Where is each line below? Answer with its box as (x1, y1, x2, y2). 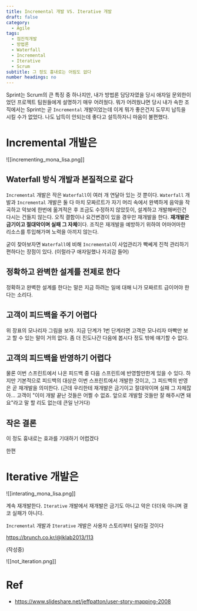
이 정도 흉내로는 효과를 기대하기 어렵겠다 (6, 435, 99, 442)
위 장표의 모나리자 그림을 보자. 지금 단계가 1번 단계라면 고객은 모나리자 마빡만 (6, 326, 182, 333)
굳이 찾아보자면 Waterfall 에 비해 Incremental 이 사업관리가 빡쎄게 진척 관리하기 (6, 240, 189, 247)
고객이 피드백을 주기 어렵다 (6, 310, 97, 320)
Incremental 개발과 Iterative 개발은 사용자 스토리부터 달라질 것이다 (6, 522, 164, 529)
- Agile (11, 25, 31, 31)
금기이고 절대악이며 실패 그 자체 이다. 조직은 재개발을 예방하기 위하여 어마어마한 (6, 220, 186, 227)
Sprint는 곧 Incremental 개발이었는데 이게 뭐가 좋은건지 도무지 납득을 (26, 106, 186, 113)
